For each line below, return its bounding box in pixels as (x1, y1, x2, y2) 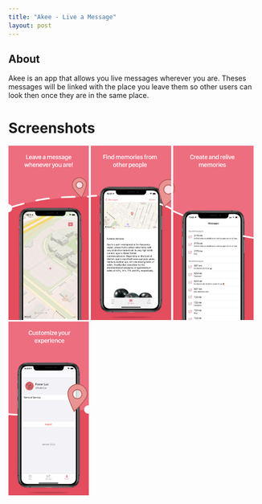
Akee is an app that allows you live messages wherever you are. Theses (8, 73, 247, 84)
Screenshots (8, 119, 96, 137)
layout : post (8, 21, 52, 30)
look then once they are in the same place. (8, 91, 149, 100)
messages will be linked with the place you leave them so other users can (8, 82, 252, 92)
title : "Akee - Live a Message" (8, 13, 117, 21)
